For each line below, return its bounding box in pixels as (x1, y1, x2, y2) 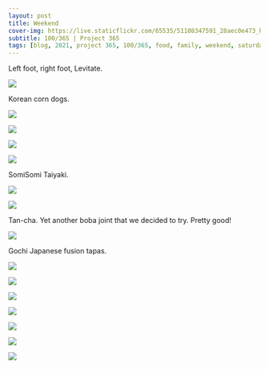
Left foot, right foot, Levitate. (8, 63, 102, 73)
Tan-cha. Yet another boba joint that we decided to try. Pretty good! (8, 216, 232, 225)
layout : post (8, 11, 52, 20)
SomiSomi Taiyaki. (8, 170, 70, 180)
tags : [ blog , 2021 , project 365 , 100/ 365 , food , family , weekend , (8, 42, 235, 50)
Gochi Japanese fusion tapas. (8, 246, 107, 256)
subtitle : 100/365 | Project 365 (8, 34, 120, 43)
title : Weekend (8, 19, 59, 27)
